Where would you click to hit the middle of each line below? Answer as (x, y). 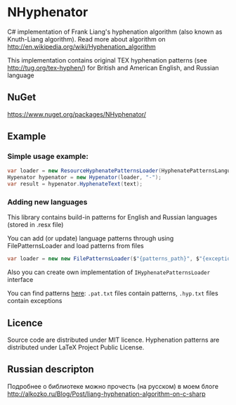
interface (20, 280)
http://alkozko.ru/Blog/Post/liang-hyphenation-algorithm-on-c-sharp (106, 394)
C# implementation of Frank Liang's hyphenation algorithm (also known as (115, 32)
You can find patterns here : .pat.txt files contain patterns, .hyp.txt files (113, 293)
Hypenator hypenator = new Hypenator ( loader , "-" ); (84, 178)
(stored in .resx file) (35, 225)
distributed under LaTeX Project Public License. (76, 347)
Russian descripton (51, 369)
